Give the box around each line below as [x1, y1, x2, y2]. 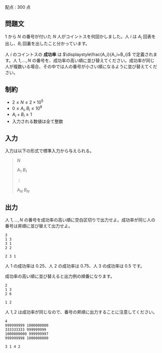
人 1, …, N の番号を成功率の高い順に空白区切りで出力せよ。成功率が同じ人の [5, 217, 156, 223]
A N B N [16, 187, 30, 194]
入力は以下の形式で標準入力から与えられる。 [5, 147, 94, 154]
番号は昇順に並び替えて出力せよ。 [5, 223, 73, 229]
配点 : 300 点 [5, 4, 31, 10]
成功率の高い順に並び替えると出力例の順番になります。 [5, 273, 115, 279]
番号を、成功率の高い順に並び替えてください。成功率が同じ [36, 58, 155, 64]
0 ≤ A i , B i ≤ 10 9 [12, 104, 43, 112]
